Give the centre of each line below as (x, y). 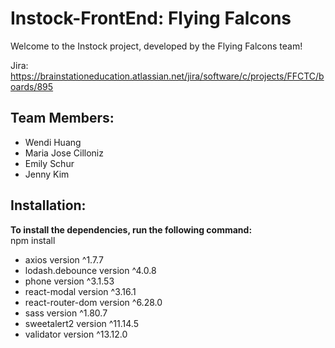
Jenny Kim (47, 174)
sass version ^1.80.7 (66, 313)
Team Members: (62, 118)
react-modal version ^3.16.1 (80, 291)
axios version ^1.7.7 (64, 259)
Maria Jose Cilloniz (64, 153)
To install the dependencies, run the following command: (131, 229)
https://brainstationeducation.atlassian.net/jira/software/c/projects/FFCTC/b (167, 76)
